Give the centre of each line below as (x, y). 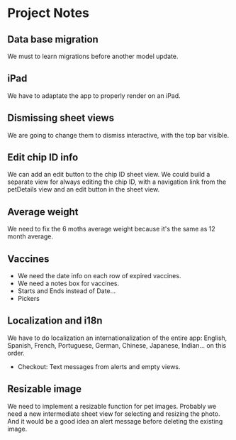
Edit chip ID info (43, 158)
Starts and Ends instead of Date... (67, 291)
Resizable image (44, 389)
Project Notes (49, 13)
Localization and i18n (55, 321)
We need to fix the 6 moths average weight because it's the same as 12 (111, 229)
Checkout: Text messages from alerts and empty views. (99, 366)
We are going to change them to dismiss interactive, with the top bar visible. (118, 135)
